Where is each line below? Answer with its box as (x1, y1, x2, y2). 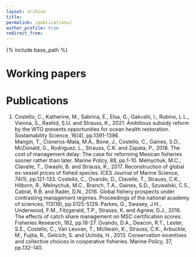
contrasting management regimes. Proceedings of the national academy (14, 194, 190, 201)
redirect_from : (6, 31, 43, 36)
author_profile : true (6, 25, 59, 31)
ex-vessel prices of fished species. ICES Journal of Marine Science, (14, 170, 179, 177)
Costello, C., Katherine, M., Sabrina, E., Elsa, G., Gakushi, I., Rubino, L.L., (14, 113, 190, 120)
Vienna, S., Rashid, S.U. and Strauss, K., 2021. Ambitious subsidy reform (14, 120, 190, 127)
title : (6, 14, 22, 20)
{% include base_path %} (6, 46, 68, 53)
